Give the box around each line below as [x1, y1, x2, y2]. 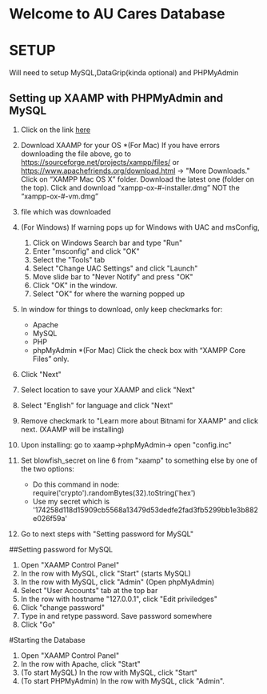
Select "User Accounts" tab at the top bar [20, 585, 158, 595]
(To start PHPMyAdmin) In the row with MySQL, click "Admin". [20, 676, 225, 685]
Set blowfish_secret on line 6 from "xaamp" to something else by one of [20, 455, 258, 465]
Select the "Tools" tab [32, 255, 106, 264]
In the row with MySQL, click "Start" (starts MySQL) [20, 568, 191, 578]
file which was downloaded [20, 207, 111, 216]
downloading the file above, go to [20, 149, 131, 158]
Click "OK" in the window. [32, 280, 118, 290]
